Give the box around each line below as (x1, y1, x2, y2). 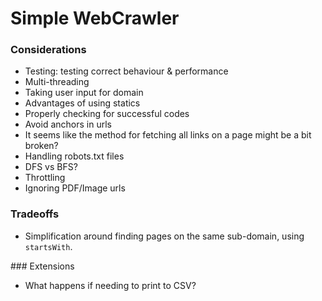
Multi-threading (24, 76, 90, 88)
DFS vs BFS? (24, 161, 78, 173)
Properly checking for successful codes (24, 108, 190, 120)
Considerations (10, 43, 87, 57)
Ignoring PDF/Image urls (24, 182, 126, 194)
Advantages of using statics (24, 97, 141, 109)
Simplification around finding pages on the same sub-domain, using (24, 230, 305, 242)
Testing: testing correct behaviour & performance (24, 65, 229, 77)
